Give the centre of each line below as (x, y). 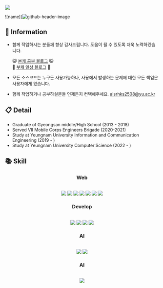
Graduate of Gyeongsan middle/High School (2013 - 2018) (71, 124)
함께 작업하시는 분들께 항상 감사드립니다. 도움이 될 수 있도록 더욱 (73, 44)
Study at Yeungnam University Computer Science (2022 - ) (71, 145)
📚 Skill (16, 161)
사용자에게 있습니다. (31, 84)
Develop (82, 207)
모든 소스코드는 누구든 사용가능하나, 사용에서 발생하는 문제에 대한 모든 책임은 (85, 77)
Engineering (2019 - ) (33, 140)
